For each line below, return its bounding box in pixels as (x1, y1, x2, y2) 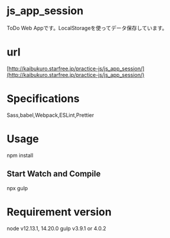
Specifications (6, 92, 80, 106)
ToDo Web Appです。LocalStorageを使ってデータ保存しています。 (6, 24, 168, 31)
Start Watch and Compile (6, 169, 101, 179)
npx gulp (6, 184, 28, 191)
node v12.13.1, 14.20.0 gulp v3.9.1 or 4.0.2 (6, 224, 107, 232)
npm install (6, 152, 34, 159)
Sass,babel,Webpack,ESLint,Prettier (6, 111, 94, 119)
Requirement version (6, 205, 112, 219)
